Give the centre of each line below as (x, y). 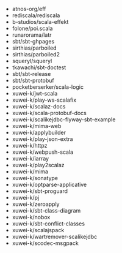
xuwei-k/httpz (30, 145)
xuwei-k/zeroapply (36, 204)
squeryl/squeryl (32, 61)
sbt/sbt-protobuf (33, 80)
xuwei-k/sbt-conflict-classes (48, 224)
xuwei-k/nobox (31, 217)
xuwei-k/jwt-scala (35, 93)
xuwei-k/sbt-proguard (40, 191)
